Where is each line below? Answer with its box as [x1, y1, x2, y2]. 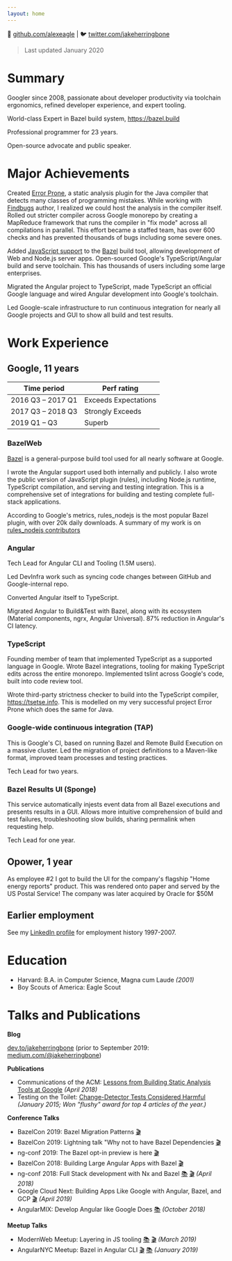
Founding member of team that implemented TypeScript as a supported [7, 655, 213, 663]
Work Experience [7, 335, 109, 350]
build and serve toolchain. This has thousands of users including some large [7, 261, 226, 270]
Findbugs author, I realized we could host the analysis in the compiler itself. [7, 203, 222, 212]
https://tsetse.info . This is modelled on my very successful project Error [7, 698, 213, 706]
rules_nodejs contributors [7, 525, 81, 534]
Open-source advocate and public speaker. [7, 141, 132, 150]
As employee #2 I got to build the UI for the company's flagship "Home [7, 874, 210, 883]
